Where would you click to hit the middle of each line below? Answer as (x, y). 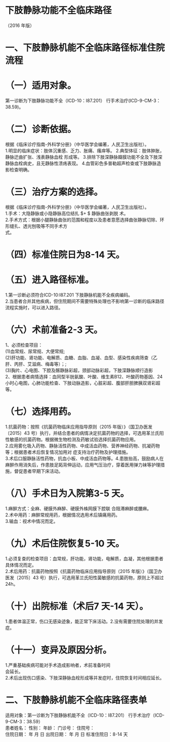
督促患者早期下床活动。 (38, 471)
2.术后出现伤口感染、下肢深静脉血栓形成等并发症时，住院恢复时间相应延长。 (85, 678)
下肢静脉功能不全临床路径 (59, 10)
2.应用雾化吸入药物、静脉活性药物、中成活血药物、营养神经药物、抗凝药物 (83, 446)
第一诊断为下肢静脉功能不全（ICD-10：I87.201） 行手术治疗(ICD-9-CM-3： (83, 101)
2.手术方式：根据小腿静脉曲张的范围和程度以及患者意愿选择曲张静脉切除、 (83, 220)
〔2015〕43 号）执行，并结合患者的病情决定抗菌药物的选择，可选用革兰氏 (82, 433)
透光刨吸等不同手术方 (45, 226)
